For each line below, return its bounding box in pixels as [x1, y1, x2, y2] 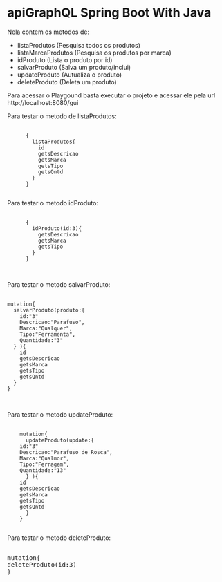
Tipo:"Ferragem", [19, 461, 70, 468]
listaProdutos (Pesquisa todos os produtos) [17, 41, 140, 49]
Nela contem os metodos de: [7, 28, 90, 36]
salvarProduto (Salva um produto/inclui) [17, 63, 131, 71]
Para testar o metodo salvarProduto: [7, 280, 111, 288]
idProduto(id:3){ [32, 225, 82, 232]
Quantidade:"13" [19, 467, 67, 474]
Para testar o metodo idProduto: [7, 198, 99, 207]
